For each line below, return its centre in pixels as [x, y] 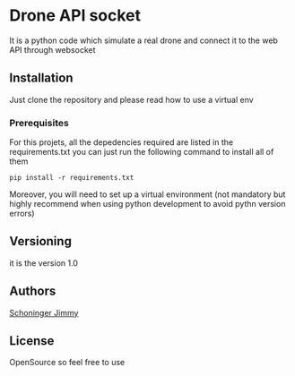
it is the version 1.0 [44, 263]
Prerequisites [39, 123]
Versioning [40, 241]
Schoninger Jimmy [44, 312]
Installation [41, 78]
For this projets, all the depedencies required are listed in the [121, 142]
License [32, 341]
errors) [22, 214]
